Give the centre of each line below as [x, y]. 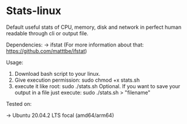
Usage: [15, 62]
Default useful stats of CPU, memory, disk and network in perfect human [94, 27]
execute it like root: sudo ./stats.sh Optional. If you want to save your [97, 86]
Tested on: [19, 103]
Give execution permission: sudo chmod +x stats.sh [77, 80]
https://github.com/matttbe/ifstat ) [47, 51]
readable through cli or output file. [47, 33]
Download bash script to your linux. [57, 73]
